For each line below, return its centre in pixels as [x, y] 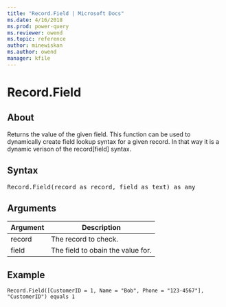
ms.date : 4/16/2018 [35, 20]
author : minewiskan [35, 45]
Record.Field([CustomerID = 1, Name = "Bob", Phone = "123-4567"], [106, 291]
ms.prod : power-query [38, 26]
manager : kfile [29, 59]
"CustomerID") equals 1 [41, 297]
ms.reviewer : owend [35, 33]
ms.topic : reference [37, 39]
